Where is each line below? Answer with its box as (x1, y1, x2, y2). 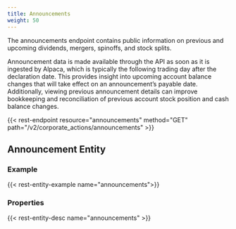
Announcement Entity (7, 143, 106, 155)
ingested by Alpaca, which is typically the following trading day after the (7, 65, 217, 73)
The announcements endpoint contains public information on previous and (7, 36, 224, 44)
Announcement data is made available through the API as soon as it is (7, 57, 210, 65)
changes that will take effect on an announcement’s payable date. (7, 79, 199, 88)
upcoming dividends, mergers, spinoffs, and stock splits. (7, 44, 172, 52)
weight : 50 (7, 17, 39, 24)
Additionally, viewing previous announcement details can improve (7, 87, 198, 96)
